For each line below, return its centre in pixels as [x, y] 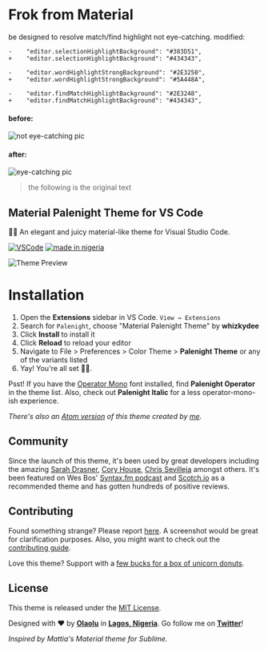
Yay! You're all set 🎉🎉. [56, 369]
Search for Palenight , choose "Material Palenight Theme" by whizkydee [140, 326]
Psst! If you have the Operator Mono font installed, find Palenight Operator [132, 384]
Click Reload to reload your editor [76, 343]
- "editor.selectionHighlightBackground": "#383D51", [105, 51]
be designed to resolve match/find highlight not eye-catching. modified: [127, 37]
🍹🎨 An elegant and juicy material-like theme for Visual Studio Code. [119, 232]
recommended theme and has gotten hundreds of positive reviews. [119, 486]
